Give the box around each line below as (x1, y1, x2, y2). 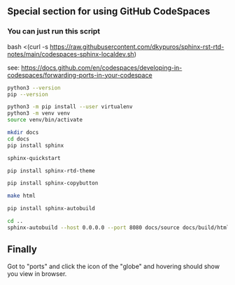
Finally (7, 244, 37, 256)
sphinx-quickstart (7, 154, 61, 161)
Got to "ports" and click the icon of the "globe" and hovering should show (7, 262, 220, 270)
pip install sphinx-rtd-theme (7, 167, 96, 174)
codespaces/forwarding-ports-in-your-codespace (7, 71, 152, 79)
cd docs (7, 136, 30, 142)
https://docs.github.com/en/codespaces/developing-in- (20, 63, 183, 72)
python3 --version (7, 84, 61, 92)
